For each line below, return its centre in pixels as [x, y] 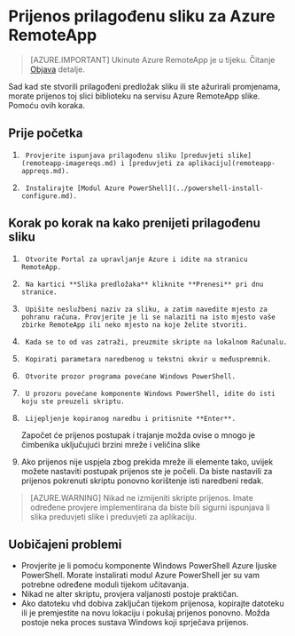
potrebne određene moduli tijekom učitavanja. [105, 584]
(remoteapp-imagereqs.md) [69, 163]
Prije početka [46, 134]
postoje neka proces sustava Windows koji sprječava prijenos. [135, 623]
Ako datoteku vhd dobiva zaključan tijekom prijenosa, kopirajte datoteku [152, 604]
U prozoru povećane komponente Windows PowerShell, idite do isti [150, 394]
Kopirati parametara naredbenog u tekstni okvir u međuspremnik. [148, 359]
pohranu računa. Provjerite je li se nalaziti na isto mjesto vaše [148, 317]
